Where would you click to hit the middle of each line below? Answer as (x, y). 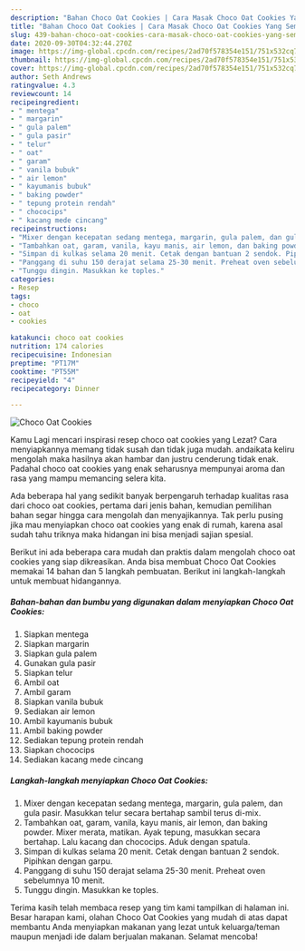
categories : (33, 279)
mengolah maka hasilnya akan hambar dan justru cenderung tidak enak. (144, 459)
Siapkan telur (48, 673)
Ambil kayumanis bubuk (68, 721)
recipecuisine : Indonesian (61, 355)
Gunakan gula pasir (60, 663)
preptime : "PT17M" (45, 363)
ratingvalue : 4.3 (43, 85)
